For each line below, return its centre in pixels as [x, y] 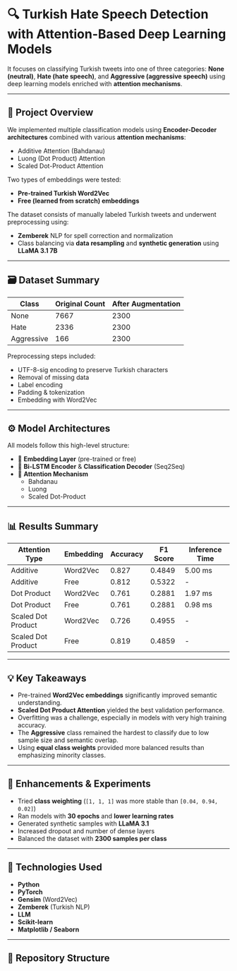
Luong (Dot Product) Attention [61, 158]
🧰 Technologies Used [55, 868]
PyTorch [30, 892]
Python [29, 884]
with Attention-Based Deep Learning [117, 34]
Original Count [80, 304]
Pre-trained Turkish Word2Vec [63, 193]
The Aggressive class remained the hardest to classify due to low [113, 733]
